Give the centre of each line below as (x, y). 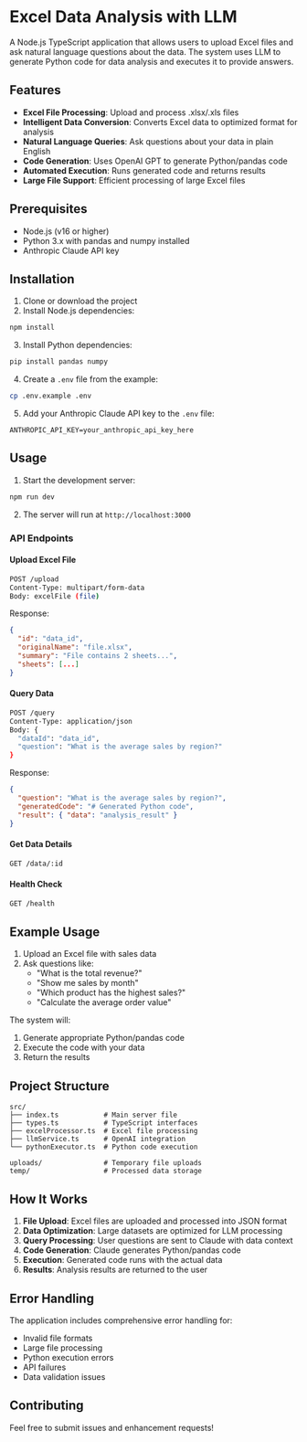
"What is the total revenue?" (89, 973)
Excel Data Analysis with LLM (123, 17)
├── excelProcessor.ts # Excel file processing (104, 1131)
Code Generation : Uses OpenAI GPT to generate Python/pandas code (155, 161)
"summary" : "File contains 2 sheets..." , (98, 656)
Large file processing (63, 1347)
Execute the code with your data (84, 1047)
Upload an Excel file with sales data (90, 954)
